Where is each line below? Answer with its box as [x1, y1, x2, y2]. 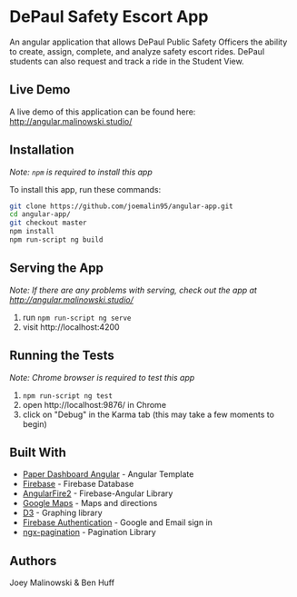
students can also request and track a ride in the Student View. [9, 55, 244, 66]
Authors [9, 552, 57, 569]
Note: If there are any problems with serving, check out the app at [9, 284, 257, 295]
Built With [9, 444, 66, 460]
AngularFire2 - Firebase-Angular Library [22, 488, 173, 499]
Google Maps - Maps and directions [22, 498, 158, 509]
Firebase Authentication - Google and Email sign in [22, 517, 213, 528]
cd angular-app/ [9, 210, 71, 219]
